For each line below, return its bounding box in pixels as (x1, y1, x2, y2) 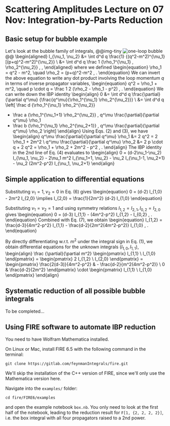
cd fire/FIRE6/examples (5, 395, 56, 401)
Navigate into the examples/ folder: (5, 385, 78, 391)
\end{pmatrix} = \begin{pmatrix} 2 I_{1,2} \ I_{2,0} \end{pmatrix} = (5, 255, 144, 262)
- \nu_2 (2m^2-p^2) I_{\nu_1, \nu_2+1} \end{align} (12, 160, 115, 166)
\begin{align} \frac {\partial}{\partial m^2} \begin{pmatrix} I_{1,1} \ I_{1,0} (5, 250, 156, 256)
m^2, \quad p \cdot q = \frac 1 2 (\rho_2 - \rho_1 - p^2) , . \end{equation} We (5, 86, 164, 92)
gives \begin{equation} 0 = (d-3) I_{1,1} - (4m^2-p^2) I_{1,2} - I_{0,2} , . (5, 212, 152, 218)
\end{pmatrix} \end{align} (5, 272, 59, 278)
